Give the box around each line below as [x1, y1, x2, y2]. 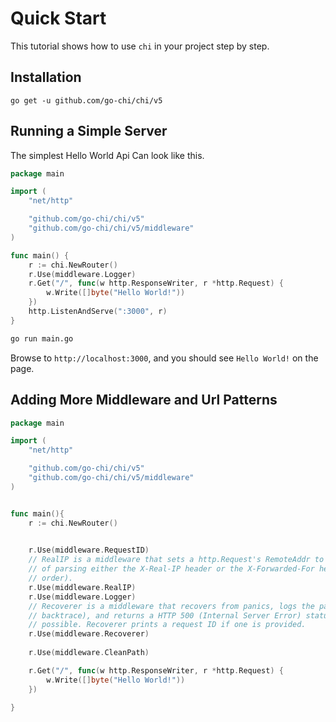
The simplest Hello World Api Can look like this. [10, 149, 205, 161]
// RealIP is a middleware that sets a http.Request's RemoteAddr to [28, 555, 325, 565]
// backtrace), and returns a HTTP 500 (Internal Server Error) [28, 610, 302, 621]
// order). [28, 573, 74, 583]
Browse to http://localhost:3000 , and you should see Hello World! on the [10, 352, 319, 364]
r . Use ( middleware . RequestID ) [28, 545, 150, 556]
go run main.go [10, 333, 74, 344]
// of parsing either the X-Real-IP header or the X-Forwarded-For [28, 564, 315, 574]
